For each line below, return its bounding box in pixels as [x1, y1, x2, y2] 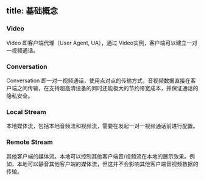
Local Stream [6, 107, 47, 116]
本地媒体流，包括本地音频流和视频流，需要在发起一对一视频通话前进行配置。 [6, 122, 199, 130]
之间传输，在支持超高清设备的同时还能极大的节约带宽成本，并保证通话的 [16, 84, 199, 91]
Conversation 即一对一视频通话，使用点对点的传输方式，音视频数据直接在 [6, 77, 191, 84]
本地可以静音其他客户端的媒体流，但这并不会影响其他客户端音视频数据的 [16, 160, 199, 168]
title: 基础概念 [6, 5, 58, 16]
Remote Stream [6, 138, 54, 146]
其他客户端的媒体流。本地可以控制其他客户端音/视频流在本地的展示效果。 [6, 152, 190, 160]
